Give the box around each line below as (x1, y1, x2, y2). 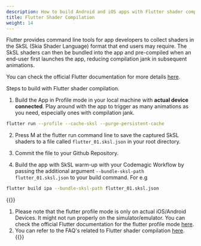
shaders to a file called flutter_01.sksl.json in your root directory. (14, 138, 181, 145)
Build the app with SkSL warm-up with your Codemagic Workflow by (14, 161, 184, 168)
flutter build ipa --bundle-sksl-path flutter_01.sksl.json (6, 186, 160, 192)
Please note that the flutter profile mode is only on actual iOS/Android (14, 208, 187, 215)
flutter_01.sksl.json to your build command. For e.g (14, 174, 148, 181)
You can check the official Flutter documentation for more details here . (6, 73, 181, 81)
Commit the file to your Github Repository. (14, 150, 118, 157)
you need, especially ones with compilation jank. (14, 109, 135, 117)
